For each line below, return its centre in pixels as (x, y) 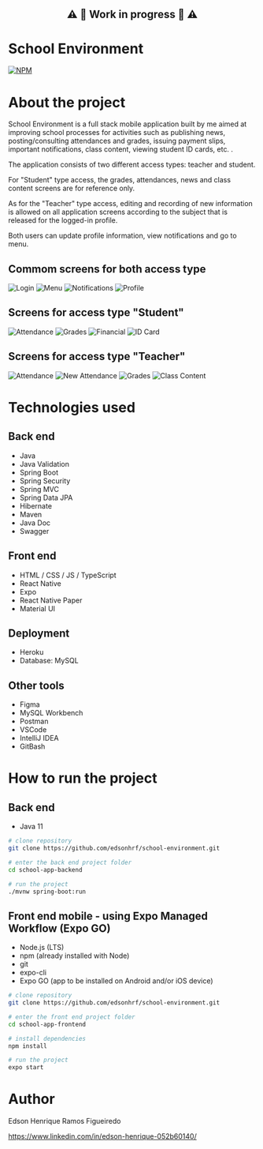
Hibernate (36, 505)
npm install (28, 1046)
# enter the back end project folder (70, 862)
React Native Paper (51, 600)
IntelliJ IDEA (39, 738)
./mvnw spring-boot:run (47, 892)
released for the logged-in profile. (63, 220)
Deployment (39, 633)
